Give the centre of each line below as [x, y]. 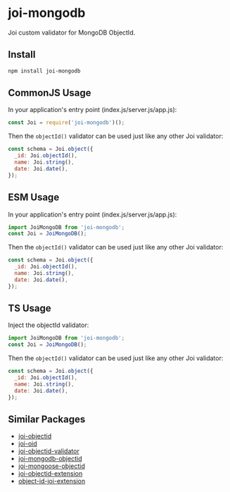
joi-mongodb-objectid [50, 459]
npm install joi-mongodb [44, 71]
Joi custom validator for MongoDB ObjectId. [72, 32]
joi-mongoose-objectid [51, 466]
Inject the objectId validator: [49, 325]
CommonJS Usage [50, 93]
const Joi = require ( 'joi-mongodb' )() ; [66, 123]
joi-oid [27, 444]
